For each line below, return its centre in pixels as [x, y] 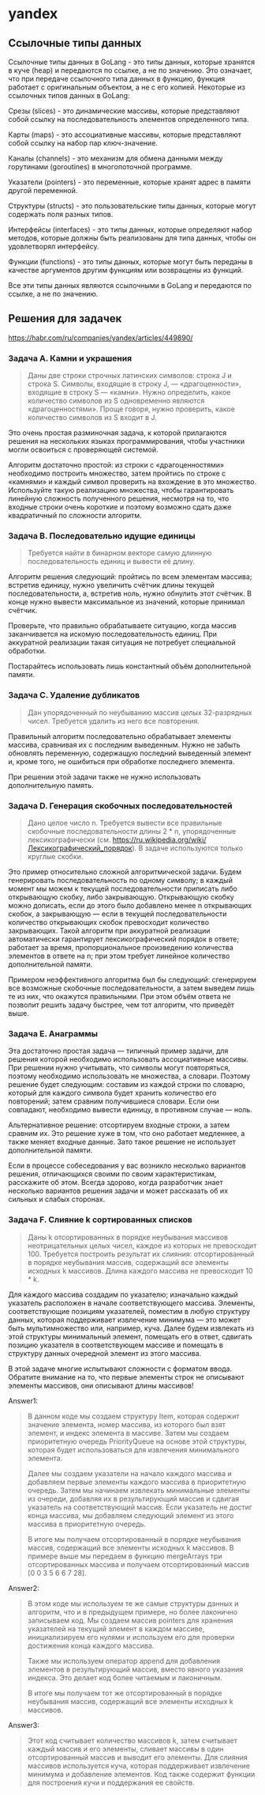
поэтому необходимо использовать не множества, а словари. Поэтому [129, 1076]
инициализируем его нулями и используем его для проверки [131, 1637]
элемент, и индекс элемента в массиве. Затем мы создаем [128, 1433]
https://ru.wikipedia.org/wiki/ [159, 840]
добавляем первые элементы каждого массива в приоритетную [137, 1482]
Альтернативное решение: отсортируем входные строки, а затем [119, 1125]
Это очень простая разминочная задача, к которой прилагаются [118, 433]
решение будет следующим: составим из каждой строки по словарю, [127, 1085]
